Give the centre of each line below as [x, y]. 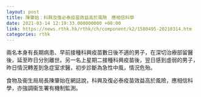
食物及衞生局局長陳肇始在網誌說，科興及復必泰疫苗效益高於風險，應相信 [97, 81]
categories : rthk [28, 35]
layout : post [23, 12]
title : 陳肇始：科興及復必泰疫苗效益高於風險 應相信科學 [70, 18]
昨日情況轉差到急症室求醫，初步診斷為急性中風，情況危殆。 [81, 68]
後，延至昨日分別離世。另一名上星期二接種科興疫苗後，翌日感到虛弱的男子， [102, 60]
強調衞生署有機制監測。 [51, 88]
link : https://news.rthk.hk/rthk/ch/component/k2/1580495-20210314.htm [99, 29]
